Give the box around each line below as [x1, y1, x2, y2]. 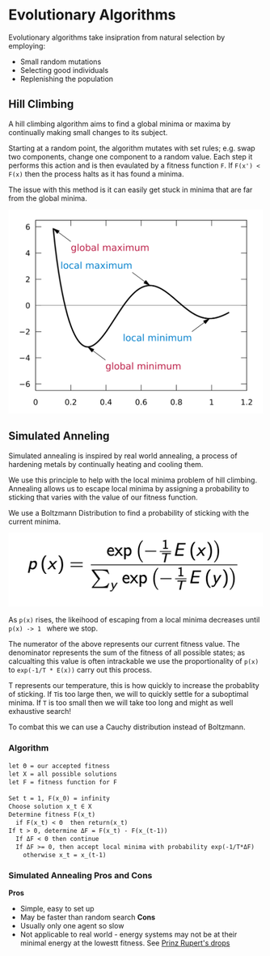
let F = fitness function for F [8, 778, 117, 786]
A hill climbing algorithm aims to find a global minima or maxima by [8, 119, 231, 129]
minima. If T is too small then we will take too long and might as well [8, 698, 234, 707]
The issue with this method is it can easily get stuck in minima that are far [8, 185, 253, 194]
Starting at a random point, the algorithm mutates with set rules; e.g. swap [8, 143, 256, 153]
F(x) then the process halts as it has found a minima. [8, 168, 184, 179]
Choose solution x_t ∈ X [8, 802, 92, 810]
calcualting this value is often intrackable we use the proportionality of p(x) [8, 656, 259, 666]
